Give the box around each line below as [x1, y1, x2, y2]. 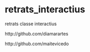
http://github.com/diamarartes [5, 30, 69, 37]
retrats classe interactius [5, 21, 57, 27]
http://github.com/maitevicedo [5, 40, 69, 47]
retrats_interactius [5, 4, 85, 15]
